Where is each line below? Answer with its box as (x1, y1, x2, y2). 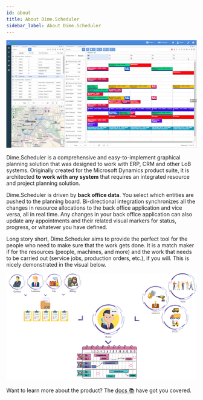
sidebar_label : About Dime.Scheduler (6, 22, 101, 28)
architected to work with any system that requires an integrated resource (6, 173, 190, 180)
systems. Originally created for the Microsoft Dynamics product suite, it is (6, 167, 190, 174)
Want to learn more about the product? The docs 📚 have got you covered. (6, 387, 192, 394)
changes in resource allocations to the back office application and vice (6, 204, 182, 212)
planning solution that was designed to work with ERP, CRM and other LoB (6, 160, 192, 167)
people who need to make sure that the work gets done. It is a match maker (6, 241, 195, 248)
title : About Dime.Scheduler (6, 16, 80, 22)
